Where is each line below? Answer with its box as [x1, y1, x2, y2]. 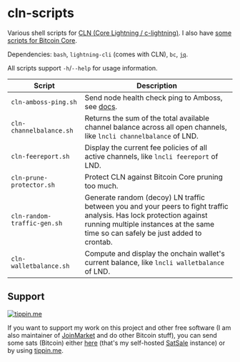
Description [136, 81, 177, 90]
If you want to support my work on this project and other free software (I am [7, 323, 231, 332]
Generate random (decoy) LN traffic [84, 192, 206, 202]
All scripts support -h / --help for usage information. [7, 63, 159, 72]
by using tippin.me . [7, 346, 64, 354]
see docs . [84, 101, 118, 111]
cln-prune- [11, 173, 48, 182]
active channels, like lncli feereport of [84, 151, 219, 161]
